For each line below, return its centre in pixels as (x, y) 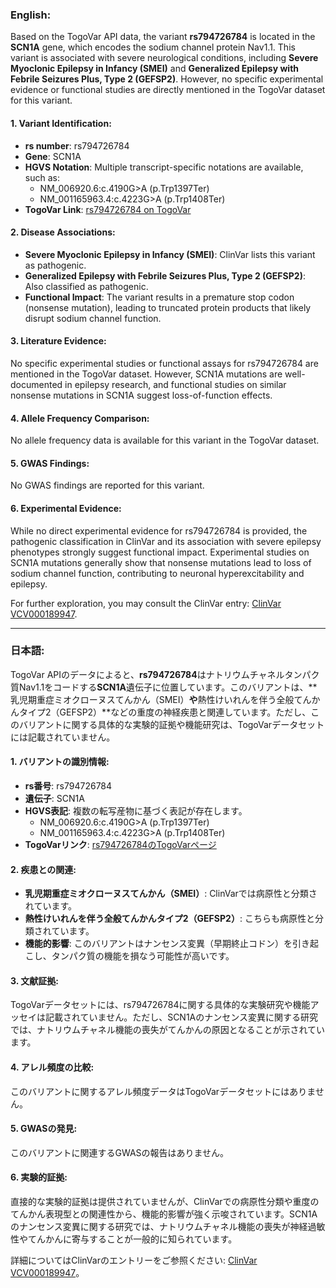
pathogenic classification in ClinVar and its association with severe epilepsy (166, 541)
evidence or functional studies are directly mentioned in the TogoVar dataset (168, 90)
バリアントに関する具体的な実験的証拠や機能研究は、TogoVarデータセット (171, 724)
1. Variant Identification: (61, 123)
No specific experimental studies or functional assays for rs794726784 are (164, 363)
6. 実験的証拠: (39, 1177)
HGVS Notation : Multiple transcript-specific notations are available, (164, 167)
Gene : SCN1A (53, 156)
